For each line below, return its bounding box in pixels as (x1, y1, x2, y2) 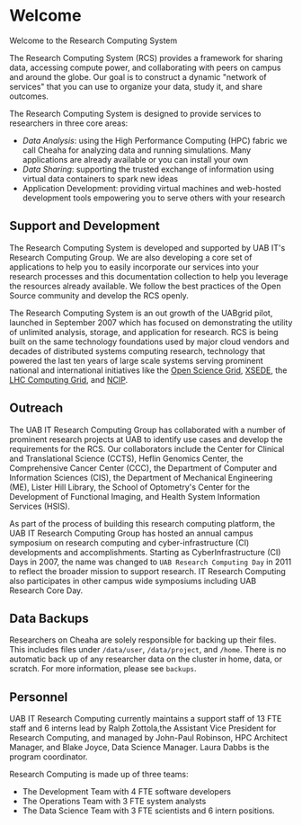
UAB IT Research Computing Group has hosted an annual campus (9, 528, 253, 538)
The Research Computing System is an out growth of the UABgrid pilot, (9, 307, 273, 318)
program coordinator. (9, 751, 88, 762)
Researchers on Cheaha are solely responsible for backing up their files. (9, 634, 277, 645)
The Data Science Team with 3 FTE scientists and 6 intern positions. (22, 805, 276, 816)
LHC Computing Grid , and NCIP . (9, 374, 129, 385)
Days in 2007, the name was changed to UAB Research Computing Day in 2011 (9, 556, 292, 567)
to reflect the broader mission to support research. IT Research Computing (9, 565, 286, 576)
